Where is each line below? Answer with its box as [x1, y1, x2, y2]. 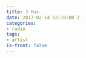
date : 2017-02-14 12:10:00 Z [6, 14, 80, 21]
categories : [6, 20, 36, 26]
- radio [6, 25, 26, 32]
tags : [6, 31, 20, 37]
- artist [6, 37, 28, 43]
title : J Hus [6, 8, 39, 15]
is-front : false [6, 43, 47, 49]
